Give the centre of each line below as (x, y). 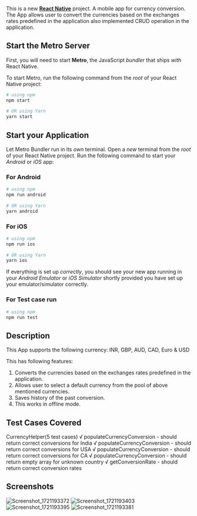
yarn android (22, 211)
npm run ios (21, 244)
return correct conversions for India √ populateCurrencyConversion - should (99, 443)
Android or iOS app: (30, 162)
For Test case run (31, 300)
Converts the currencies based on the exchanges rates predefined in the (103, 373)
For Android (24, 177)
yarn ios (17, 261)
